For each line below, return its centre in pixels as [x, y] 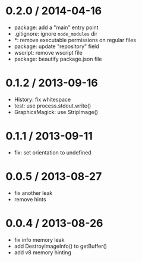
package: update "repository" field [56, 46]
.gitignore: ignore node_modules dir [56, 33]
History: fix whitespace [42, 99]
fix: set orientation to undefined [53, 152]
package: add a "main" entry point [56, 27]
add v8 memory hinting [43, 252]
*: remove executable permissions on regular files [75, 40]
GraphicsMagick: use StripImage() [56, 112]
